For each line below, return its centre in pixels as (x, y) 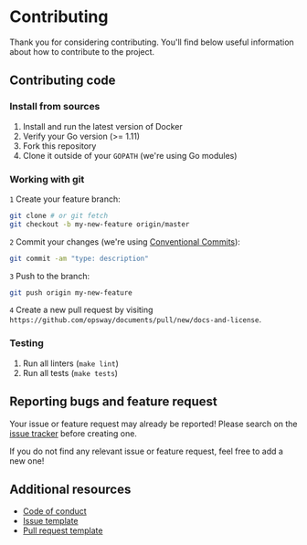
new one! (27, 461)
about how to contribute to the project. (82, 51)
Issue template (51, 521)
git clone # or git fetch (58, 215)
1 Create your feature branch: (65, 199)
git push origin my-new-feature (71, 293)
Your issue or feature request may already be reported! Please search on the (154, 424)
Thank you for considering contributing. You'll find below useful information (152, 42)
